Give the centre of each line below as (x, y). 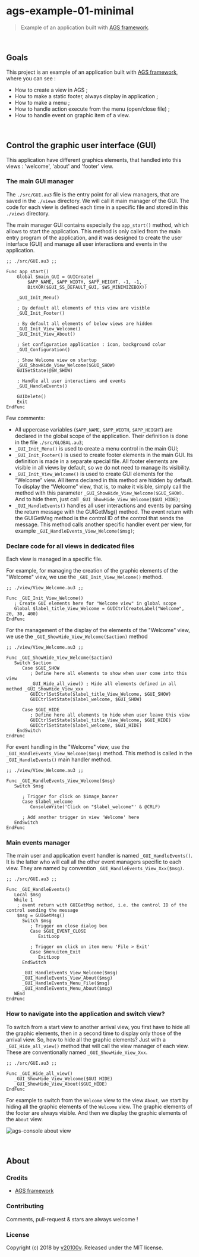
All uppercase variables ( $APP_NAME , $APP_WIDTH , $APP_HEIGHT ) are (94, 429)
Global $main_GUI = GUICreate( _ (58, 277)
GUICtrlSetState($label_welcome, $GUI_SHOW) (86, 700)
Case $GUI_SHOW (41, 668)
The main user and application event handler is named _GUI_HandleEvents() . (99, 856)
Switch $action (33, 663)
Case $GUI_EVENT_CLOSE (58, 931)
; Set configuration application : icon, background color (91, 344)
